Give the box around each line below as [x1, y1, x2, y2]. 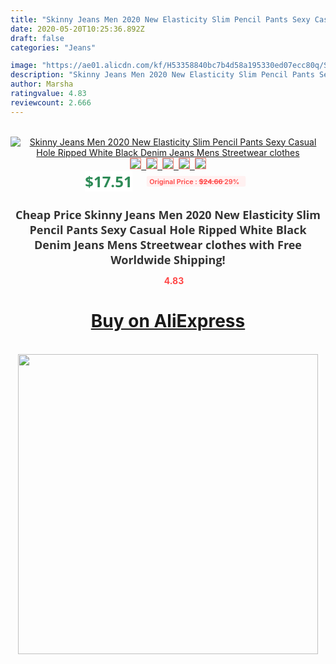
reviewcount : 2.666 [10, 97, 92, 108]
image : [10, 61, 38, 71]
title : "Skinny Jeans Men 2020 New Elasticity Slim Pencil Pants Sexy [10, 14, 311, 25]
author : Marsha [10, 79, 74, 90]
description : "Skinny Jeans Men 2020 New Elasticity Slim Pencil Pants [10, 70, 315, 80]
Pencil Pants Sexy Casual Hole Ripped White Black [29, 221, 307, 238]
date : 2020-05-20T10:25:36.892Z [10, 24, 145, 34]
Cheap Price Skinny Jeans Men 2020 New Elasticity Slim [14, 206, 322, 223]
